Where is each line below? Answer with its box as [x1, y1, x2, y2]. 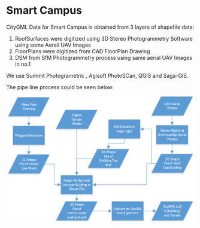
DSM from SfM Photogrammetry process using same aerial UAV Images [14, 54, 193, 61]
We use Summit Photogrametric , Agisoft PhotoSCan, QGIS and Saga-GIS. [6, 72, 189, 79]
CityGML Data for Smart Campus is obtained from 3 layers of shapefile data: [6, 23, 195, 31]
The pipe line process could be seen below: [6, 83, 114, 90]
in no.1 [14, 60, 31, 68]
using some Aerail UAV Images [14, 41, 91, 48]
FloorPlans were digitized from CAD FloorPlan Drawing [14, 47, 150, 54]
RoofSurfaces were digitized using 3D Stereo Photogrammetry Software [14, 35, 193, 42]
